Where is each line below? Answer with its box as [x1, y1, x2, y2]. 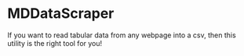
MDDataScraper [7, 5, 115, 23]
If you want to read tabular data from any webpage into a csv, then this [7, 30, 236, 40]
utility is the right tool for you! [7, 38, 103, 47]
